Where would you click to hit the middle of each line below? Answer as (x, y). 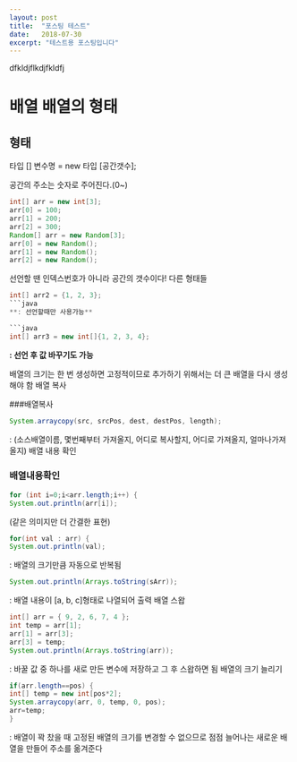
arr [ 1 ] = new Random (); (54, 252)
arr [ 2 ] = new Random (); (54, 261)
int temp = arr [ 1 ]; (46, 626)
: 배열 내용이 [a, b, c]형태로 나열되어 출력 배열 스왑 (98, 600)
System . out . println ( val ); (57, 547)
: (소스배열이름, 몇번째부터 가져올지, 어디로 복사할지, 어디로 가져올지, (129, 439)
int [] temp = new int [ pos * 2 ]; (66, 694)
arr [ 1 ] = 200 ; (36, 218)
